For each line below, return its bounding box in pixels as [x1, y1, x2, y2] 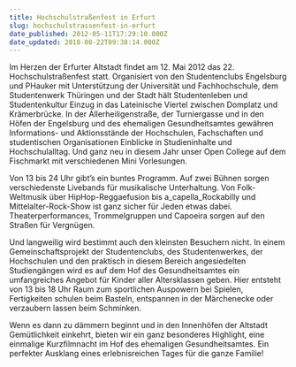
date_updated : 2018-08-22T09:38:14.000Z [9, 37, 161, 47]
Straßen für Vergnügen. [9, 220, 95, 231]
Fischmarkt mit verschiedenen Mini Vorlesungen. [9, 156, 187, 166]
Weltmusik [9, 192, 48, 203]
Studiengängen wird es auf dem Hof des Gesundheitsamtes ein [9, 265, 240, 276]
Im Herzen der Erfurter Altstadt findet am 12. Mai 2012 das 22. [9, 62, 235, 73]
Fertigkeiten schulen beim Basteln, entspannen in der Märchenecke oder [9, 294, 274, 304]
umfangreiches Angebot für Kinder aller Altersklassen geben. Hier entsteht [9, 275, 281, 286]
